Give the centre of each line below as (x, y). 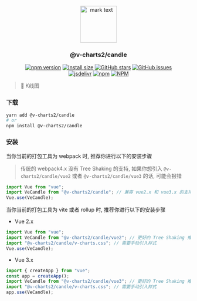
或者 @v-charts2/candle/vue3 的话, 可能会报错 (127, 175)
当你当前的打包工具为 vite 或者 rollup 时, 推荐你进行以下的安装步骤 (86, 210)
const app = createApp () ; (38, 276)
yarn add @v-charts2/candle (40, 115)
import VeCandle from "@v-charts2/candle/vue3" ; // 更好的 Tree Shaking (95, 282)
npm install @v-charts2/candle (44, 126)
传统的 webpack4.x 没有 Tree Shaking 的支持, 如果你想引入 (91, 168)
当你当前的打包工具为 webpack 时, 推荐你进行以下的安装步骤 (79, 156)
